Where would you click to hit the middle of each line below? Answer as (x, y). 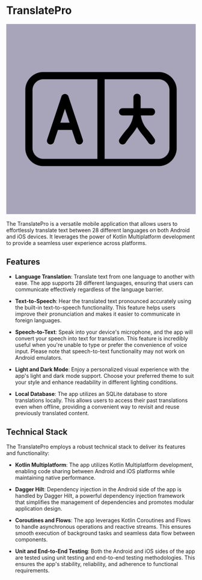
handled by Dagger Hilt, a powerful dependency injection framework (100, 496)
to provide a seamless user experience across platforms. (77, 243)
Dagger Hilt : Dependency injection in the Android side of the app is (98, 489)
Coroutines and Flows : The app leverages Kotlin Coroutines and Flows (103, 520)
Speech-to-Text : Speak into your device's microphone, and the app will (104, 332)
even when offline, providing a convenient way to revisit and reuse (97, 406)
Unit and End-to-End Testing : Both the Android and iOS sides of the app (105, 551)
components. (31, 539)
